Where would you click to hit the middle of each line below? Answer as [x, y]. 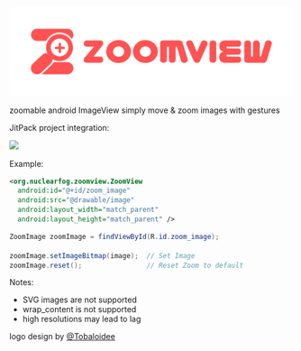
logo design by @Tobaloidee [62, 337]
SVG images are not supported [79, 300]
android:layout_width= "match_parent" [88, 210]
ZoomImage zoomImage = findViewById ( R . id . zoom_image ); [114, 236]
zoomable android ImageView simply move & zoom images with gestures [145, 110]
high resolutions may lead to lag [82, 319]
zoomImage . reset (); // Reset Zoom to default [127, 265]
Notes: [22, 282]
